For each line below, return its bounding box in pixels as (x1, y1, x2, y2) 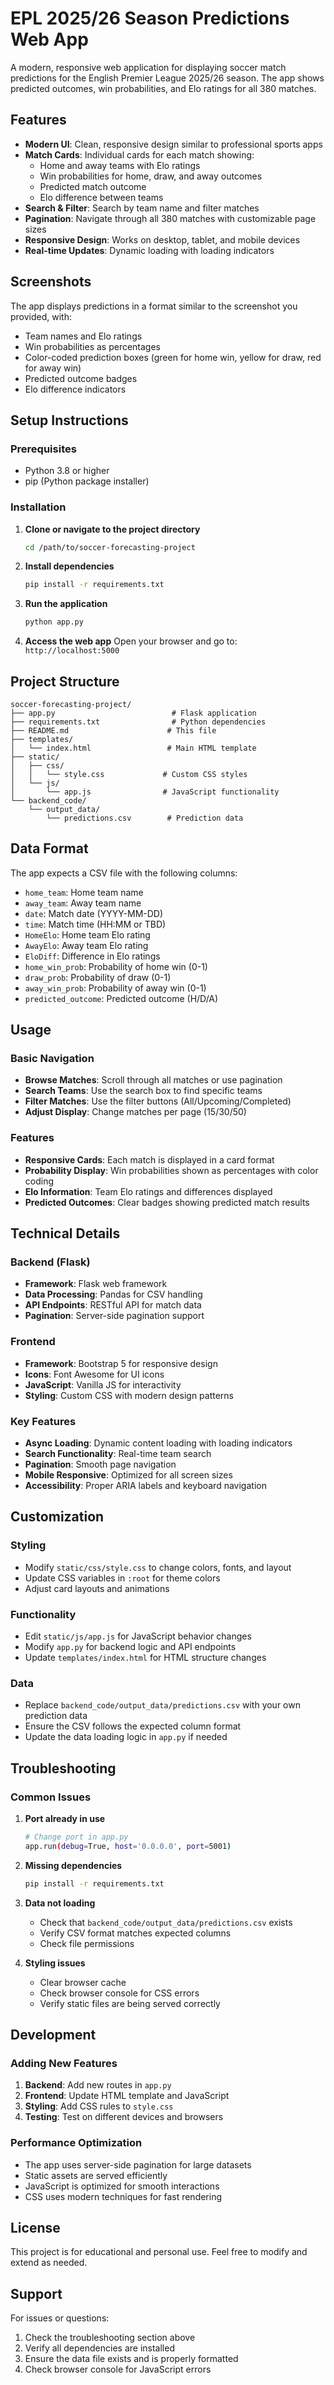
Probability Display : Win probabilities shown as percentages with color (24, 1164, 319, 1176)
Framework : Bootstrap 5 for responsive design (24, 1357, 218, 1369)
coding (24, 1175, 55, 1187)
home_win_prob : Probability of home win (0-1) (24, 960, 208, 972)
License (10, 2220, 61, 2237)
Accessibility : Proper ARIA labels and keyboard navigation (24, 1480, 267, 1492)
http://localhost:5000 (24, 646, 120, 656)
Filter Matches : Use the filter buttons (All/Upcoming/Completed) (24, 1095, 292, 1107)
